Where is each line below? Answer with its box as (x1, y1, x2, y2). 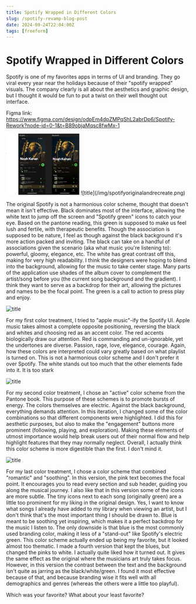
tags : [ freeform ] (6, 28, 49, 34)
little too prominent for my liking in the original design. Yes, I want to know (6, 499, 184, 506)
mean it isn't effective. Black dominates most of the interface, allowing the (6, 207, 185, 214)
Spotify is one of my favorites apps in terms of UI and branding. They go (6, 73, 180, 80)
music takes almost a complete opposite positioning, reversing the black (6, 323, 180, 330)
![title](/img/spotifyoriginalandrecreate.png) (80, 189, 185, 196)
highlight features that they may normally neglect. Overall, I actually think (6, 439, 183, 446)
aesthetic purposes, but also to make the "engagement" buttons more (6, 421, 174, 427)
